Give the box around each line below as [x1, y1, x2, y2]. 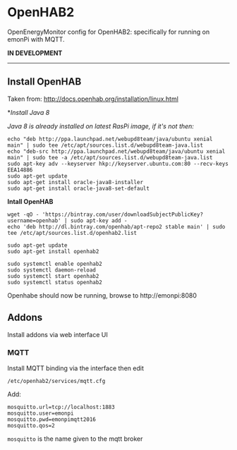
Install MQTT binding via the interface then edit [7, 364, 145, 372]
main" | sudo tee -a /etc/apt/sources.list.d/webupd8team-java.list [7, 154, 213, 161]
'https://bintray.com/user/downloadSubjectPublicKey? [42, 211, 203, 218]
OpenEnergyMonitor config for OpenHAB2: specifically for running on [7, 28, 210, 36]
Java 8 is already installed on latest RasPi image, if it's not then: [7, 121, 194, 130]
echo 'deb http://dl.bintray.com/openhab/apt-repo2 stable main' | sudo [7, 223, 226, 230]
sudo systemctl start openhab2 [7, 272, 99, 279]
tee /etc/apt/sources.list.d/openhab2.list [7, 229, 138, 236]
